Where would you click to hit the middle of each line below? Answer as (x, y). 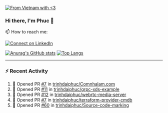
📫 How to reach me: (26, 32)
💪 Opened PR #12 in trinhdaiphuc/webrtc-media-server (69, 94)
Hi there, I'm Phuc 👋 (29, 20)
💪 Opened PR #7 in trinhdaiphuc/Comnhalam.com (63, 84)
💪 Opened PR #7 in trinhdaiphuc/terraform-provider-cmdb (72, 99)
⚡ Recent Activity (27, 71)
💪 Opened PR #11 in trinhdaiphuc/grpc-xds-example (66, 89)
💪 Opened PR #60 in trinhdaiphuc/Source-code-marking (70, 105)
